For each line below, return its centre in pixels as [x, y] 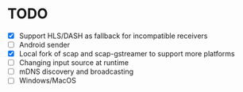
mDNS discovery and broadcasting [76, 71]
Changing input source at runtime [74, 63]
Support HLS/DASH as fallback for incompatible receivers [113, 36]
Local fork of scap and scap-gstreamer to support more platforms [127, 54]
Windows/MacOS [48, 81]
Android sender [44, 45]
